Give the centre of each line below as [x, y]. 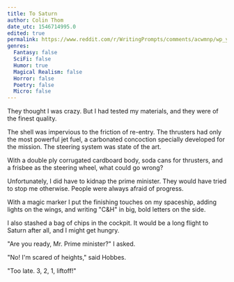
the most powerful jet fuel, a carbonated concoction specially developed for [116, 139]
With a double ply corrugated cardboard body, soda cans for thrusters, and [115, 160]
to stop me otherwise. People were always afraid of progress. [95, 189]
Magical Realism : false [48, 72]
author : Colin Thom [36, 20]
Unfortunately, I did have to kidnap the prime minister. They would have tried [117, 181]
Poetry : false [34, 85]
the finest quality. [32, 118]
